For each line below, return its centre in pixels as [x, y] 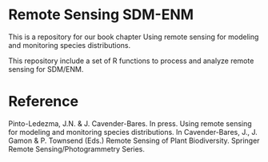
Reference [43, 102]
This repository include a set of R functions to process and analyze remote [131, 61]
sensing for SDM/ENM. [46, 69]
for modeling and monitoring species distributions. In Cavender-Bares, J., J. [133, 132]
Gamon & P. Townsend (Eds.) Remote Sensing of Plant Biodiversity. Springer [134, 140]
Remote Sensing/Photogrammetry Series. [77, 148]
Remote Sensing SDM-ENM [101, 15]
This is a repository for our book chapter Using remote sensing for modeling [134, 37]
